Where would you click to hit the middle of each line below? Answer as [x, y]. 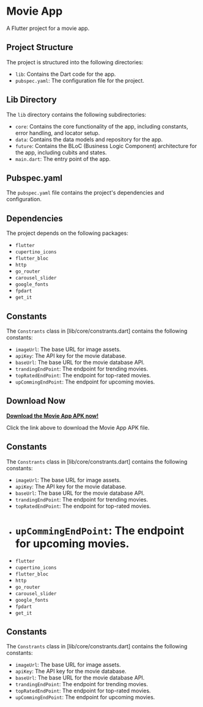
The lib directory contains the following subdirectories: [76, 114]
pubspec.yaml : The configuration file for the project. [80, 80]
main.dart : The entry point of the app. [63, 159]
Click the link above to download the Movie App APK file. [78, 428]
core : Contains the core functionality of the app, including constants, [102, 126]
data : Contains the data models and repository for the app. [89, 139]
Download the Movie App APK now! [53, 416]
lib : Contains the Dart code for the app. [65, 74]
